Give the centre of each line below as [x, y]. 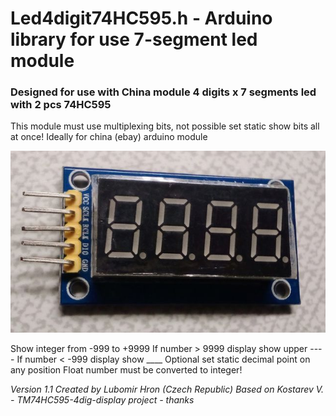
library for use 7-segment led [134, 39]
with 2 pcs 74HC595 [61, 105]
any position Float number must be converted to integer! [126, 370]
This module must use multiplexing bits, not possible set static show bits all [165, 126]
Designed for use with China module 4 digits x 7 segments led [163, 92]
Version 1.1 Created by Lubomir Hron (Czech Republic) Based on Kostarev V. [167, 389]
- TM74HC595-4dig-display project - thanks [102, 400]
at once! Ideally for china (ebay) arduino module [109, 137]
